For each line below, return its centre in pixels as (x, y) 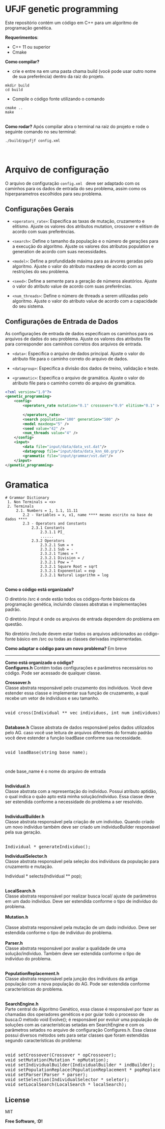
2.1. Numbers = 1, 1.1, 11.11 (47, 511)
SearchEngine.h (22, 1004)
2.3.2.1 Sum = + (57, 545)
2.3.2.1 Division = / (62, 558)
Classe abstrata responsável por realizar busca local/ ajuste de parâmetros (81, 896)
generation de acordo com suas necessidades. (60, 251)
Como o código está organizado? (40, 590)
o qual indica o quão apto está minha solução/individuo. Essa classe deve (80, 797)
